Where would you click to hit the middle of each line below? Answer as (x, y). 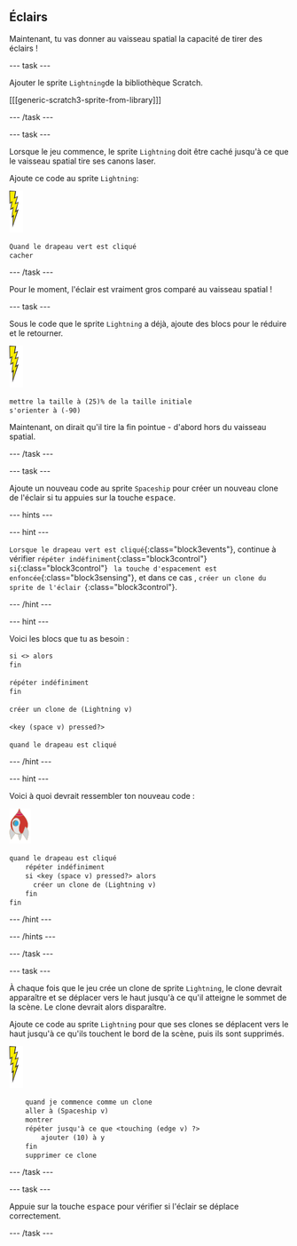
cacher (21, 255)
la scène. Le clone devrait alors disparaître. (88, 1007)
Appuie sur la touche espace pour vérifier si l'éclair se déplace (124, 1206)
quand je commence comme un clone (89, 1102)
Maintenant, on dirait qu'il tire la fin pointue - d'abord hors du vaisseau (138, 427)
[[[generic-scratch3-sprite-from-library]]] (86, 100)
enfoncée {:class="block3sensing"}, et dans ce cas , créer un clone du (138, 577)
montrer (39, 1120)
